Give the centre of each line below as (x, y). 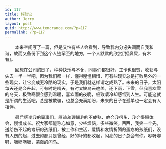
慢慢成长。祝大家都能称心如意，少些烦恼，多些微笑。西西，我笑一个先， (87, 123)
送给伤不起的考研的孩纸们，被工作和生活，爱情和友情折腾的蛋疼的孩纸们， (81, 129)
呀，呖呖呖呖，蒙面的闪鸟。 (33, 142)
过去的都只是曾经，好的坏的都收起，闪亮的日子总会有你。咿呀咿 (96, 135)
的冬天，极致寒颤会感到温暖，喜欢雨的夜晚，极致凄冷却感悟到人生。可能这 (81, 94)
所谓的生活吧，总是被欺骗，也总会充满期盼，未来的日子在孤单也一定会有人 (85, 101)
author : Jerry (20, 19)
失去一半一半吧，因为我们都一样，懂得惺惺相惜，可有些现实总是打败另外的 (81, 76)
